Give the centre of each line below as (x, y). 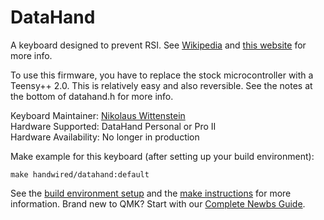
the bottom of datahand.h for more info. (92, 96)
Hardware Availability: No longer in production (105, 137)
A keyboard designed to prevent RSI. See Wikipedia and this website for (158, 45)
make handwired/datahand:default (80, 174)
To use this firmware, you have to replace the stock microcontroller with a (162, 75)
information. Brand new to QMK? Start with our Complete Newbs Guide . (158, 203)
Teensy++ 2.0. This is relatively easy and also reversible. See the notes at (161, 85)
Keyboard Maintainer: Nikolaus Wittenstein (98, 115)
